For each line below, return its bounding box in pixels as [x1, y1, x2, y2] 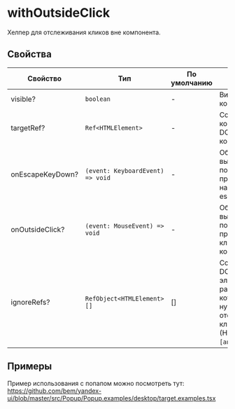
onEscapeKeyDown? [10, 169, 79, 179]
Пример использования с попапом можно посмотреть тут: [7, 379, 185, 387]
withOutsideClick [7, 5, 111, 21]
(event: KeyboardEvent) [85, 167, 164, 174]
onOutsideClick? [10, 224, 65, 234]
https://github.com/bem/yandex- [7, 387, 102, 395]
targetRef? [10, 123, 45, 132]
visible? [10, 94, 36, 104]
